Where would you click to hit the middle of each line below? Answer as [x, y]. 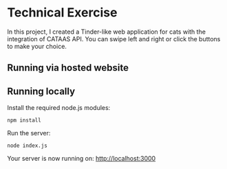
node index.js [28, 146]
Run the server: [29, 133]
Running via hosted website [68, 68]
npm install [24, 121]
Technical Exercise [62, 13]
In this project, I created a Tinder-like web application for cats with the [107, 32]
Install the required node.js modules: [59, 108]
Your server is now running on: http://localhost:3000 [82, 159]
